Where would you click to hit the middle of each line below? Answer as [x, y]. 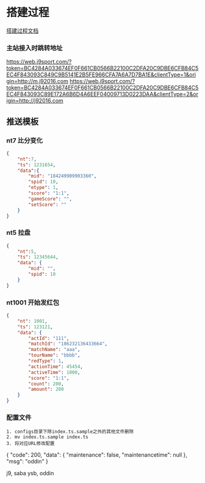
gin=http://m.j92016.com [37, 81]
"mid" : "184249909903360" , [63, 176]
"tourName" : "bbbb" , [54, 355]
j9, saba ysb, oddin [30, 473]
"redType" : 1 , [46, 361]
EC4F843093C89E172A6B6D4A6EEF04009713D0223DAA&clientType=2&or [102, 94]
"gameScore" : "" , [50, 199]
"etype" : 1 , [44, 188]
